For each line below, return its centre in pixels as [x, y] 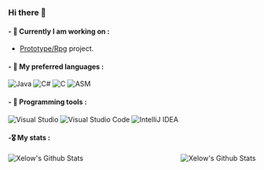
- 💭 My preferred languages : [56, 67]
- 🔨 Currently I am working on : [59, 31]
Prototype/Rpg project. [57, 49]
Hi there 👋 [27, 13]
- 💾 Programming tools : [48, 102]
